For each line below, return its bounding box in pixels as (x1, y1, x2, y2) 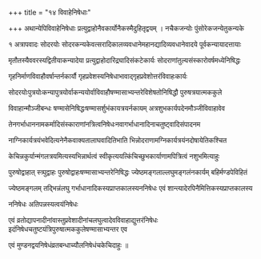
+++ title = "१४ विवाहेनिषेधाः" (8, 8, 91, 17)
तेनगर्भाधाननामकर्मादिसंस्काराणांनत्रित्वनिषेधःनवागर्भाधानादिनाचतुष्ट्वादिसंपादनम (8, 120, 201, 129)
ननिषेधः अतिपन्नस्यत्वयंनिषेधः (8, 200, 78, 209)
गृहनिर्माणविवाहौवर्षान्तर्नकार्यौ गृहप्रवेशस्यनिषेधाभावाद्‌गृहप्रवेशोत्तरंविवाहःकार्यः (8, 72, 188, 81)
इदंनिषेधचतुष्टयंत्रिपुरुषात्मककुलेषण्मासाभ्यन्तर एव (8, 225, 128, 233)
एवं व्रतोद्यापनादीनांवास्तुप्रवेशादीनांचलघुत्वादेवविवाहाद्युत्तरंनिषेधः (8, 216, 159, 225)
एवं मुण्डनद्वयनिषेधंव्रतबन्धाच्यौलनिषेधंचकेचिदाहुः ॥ (8, 241, 129, 249)
